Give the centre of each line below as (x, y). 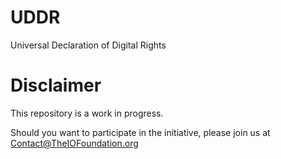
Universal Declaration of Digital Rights (88, 45)
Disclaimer (56, 85)
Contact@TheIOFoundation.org (74, 143)
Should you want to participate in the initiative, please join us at (140, 132)
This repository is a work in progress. (87, 113)
